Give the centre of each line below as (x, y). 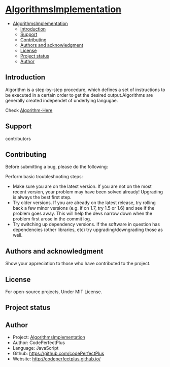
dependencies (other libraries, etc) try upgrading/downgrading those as (88, 230)
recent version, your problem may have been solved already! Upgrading (88, 192)
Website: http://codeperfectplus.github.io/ (57, 359)
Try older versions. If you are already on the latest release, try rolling (84, 203)
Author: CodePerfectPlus (39, 343)
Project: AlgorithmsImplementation (49, 337)
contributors (18, 138)
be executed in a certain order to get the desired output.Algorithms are (79, 95)
